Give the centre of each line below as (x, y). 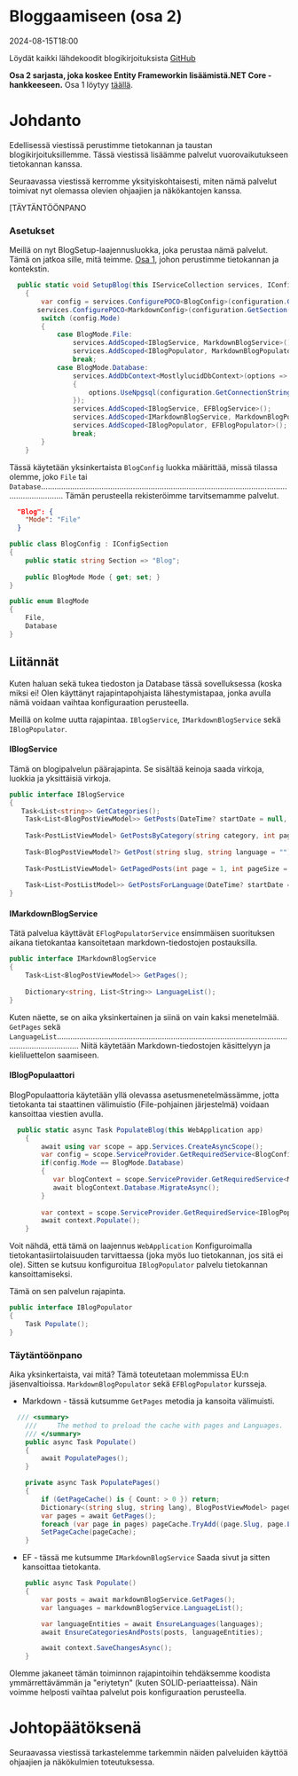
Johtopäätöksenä (75, 1728)
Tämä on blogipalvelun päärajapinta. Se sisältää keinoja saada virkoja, (137, 768)
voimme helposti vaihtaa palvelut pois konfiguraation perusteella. (128, 1693)
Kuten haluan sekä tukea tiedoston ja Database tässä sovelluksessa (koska (145, 683)
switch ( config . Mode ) (81, 318)
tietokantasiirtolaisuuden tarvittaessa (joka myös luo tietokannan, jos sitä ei (146, 1255)
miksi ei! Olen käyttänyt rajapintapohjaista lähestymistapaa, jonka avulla (140, 693)
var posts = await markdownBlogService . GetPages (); (139, 1599)
